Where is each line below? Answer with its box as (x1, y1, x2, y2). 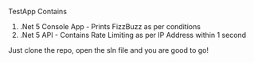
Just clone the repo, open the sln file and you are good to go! (8, 46, 209, 54)
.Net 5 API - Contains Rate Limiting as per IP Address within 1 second (19, 31, 247, 39)
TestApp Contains (8, 7, 68, 16)
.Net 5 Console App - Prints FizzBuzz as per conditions (19, 22, 201, 31)
